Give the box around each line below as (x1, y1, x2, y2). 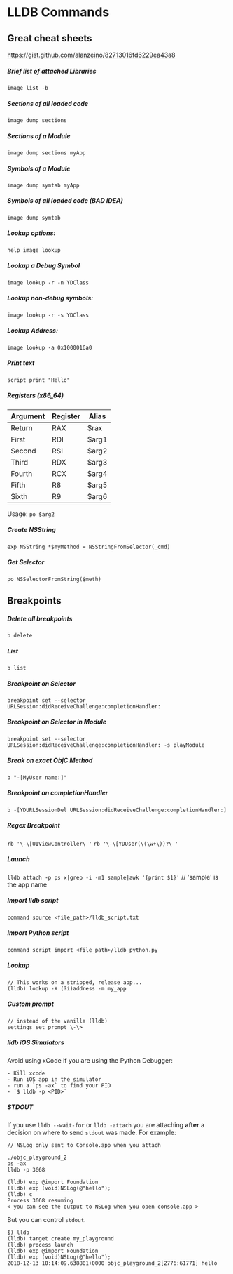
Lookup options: (7, 229, 56, 237)
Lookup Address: (7, 326, 58, 335)
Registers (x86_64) (7, 391, 64, 400)
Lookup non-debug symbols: (7, 294, 94, 303)
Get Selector (7, 558, 45, 566)
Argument (10, 411, 45, 421)
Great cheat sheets (7, 32, 92, 44)
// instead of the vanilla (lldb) (7, 1017, 108, 1025)
